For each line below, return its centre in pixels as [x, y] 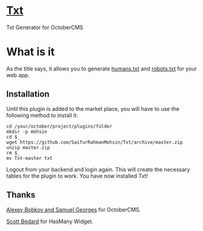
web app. [18, 75]
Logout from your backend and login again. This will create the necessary [98, 169]
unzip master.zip [28, 147]
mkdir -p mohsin [27, 132]
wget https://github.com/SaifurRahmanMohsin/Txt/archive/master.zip [95, 142]
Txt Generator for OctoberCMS [45, 27]
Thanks [21, 195]
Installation [28, 94]
